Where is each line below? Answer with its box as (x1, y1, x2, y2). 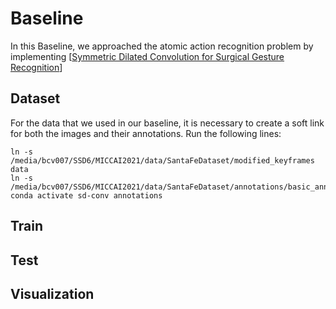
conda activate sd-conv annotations (10, 190, 163, 201)
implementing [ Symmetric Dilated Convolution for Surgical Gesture (10, 50, 285, 62)
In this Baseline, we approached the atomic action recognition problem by (10, 40, 314, 52)
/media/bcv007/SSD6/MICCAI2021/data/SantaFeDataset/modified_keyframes (10, 155, 315, 166)
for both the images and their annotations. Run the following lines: (10, 127, 282, 139)
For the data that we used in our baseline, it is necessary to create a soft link (10, 117, 325, 129)
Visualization (10, 285, 95, 302)
